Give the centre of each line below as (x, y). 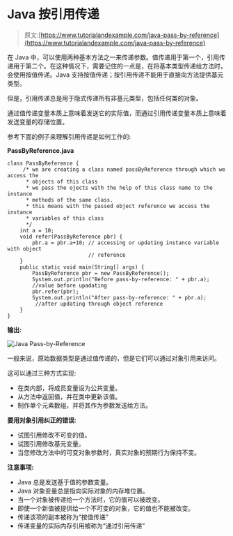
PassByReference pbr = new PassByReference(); (101, 273)
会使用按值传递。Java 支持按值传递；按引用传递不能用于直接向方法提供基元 (115, 75)
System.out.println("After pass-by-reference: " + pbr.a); (120, 297)
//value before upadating (70, 285)
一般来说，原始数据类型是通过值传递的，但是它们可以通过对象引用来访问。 (114, 358)
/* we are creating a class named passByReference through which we (124, 169)
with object (24, 248)
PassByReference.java (41, 150)
